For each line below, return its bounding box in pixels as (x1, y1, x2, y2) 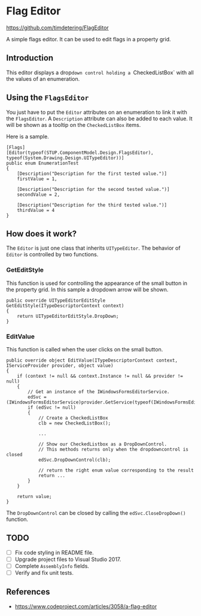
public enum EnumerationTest (6, 160, 79, 166)
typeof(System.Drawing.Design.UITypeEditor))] (6, 154, 124, 161)
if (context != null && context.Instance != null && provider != (17, 373, 184, 379)
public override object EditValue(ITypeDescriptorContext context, (6, 357, 178, 363)
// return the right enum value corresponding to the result (38, 467, 194, 474)
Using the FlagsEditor (6, 93, 89, 103)
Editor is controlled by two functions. (6, 251, 99, 258)
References (6, 587, 50, 597)
